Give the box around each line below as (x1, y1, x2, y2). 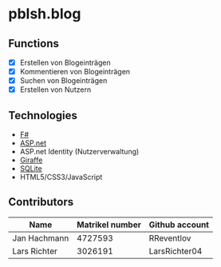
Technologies (8, 109, 78, 122)
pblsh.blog (8, 5, 81, 23)
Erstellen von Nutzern (19, 85, 92, 94)
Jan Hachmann (12, 233, 69, 244)
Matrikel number (77, 219, 141, 230)
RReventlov (148, 233, 191, 244)
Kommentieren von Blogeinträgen (19, 67, 130, 77)
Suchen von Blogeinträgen (19, 76, 108, 86)
